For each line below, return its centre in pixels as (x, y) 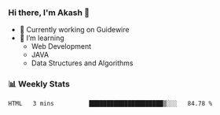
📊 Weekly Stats (39, 84)
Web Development (61, 46)
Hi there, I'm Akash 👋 (49, 13)
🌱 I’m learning (42, 38)
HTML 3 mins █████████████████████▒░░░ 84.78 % (110, 103)
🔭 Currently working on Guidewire (74, 30)
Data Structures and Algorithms (82, 63)
